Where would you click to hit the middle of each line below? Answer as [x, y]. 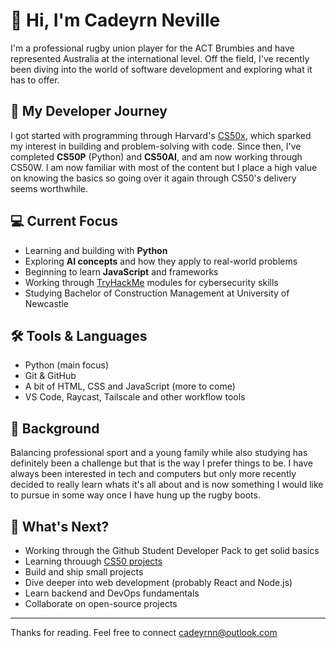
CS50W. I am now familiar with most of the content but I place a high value [164, 167]
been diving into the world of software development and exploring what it [161, 69]
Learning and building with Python [96, 250]
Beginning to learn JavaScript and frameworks [121, 271]
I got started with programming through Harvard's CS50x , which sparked [161, 135]
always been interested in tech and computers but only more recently [153, 474]
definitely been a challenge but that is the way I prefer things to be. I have [161, 463]
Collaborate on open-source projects [101, 603]
